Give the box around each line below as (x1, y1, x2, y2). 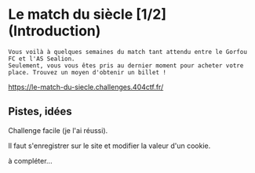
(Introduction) (8, 22, 101, 40)
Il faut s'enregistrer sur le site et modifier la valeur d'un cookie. (8, 141, 211, 150)
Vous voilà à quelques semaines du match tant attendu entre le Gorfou (8, 48, 247, 56)
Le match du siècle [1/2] (8, 5, 167, 23)
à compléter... (8, 156, 53, 165)
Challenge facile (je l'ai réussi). (8, 125, 108, 135)
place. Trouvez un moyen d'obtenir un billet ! (8, 68, 167, 76)
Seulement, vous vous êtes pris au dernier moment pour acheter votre (8, 61, 244, 70)
